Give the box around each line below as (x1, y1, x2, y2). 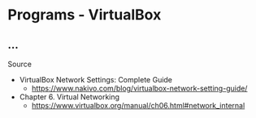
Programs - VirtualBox (7, 6, 162, 24)
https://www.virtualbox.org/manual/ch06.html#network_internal (31, 101, 245, 110)
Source (7, 59, 32, 69)
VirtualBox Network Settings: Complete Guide (19, 75, 172, 84)
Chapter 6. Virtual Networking (19, 92, 119, 102)
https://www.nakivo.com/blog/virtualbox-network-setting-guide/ (31, 83, 248, 93)
